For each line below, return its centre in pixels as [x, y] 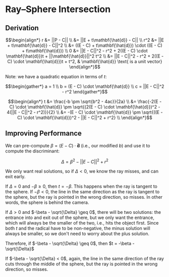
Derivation [22, 28]
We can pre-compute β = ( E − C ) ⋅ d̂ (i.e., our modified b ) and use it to [78, 145]
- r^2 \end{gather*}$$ [85, 92]
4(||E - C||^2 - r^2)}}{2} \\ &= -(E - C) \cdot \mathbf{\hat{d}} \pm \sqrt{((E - [85, 112]
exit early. [15, 177]
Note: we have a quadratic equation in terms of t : [56, 76]
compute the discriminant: [32, 151]
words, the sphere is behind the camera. [47, 202]
